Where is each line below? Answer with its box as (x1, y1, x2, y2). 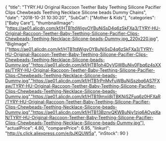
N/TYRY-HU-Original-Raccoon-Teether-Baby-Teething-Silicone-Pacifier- (5, 115, 154, 120)
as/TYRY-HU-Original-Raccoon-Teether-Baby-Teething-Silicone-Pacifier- (5, 67, 155, 73)
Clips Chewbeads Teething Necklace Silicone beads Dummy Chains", (5, 9, 147, 15)
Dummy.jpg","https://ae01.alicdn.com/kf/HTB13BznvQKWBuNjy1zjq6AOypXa (5, 109, 161, 115)
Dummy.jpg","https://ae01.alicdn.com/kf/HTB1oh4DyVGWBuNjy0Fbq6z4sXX (5, 62, 162, 68)
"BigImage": (5, 41, 30, 47)
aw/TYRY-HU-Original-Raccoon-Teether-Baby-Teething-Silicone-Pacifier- (5, 83, 157, 89)
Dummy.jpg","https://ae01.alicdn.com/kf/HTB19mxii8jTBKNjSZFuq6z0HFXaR (5, 94, 161, 99)
